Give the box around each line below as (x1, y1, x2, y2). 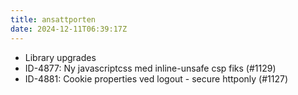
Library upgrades (24, 51, 97, 63)
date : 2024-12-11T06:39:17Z (10, 24, 128, 34)
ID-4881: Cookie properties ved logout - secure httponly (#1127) (24, 72, 289, 85)
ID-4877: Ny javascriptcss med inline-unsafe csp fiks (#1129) (24, 62, 277, 74)
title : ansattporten (10, 14, 97, 25)
